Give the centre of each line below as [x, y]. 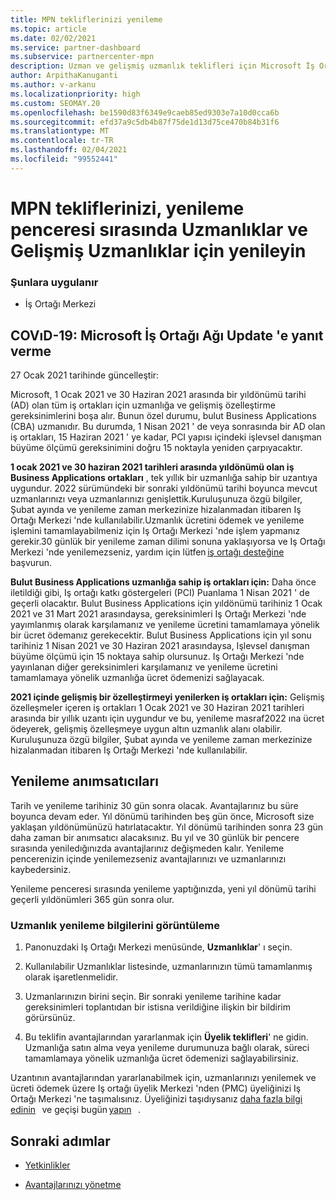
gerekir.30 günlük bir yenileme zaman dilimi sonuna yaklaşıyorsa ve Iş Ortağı [168, 542]
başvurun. [31, 563]
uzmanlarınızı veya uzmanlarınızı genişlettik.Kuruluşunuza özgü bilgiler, [156, 499]
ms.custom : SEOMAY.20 [55, 103]
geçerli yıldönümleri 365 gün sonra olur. [92, 899]
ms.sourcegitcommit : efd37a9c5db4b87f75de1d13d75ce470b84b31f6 [145, 122]
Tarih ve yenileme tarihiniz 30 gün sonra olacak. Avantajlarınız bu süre [154, 805]
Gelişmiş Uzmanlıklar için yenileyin [158, 250]
